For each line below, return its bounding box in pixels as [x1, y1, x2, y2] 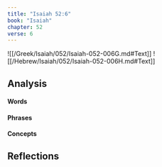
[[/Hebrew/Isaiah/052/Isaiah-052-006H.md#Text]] [7, 57, 156, 66]
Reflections [7, 150, 60, 162]
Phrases [7, 113, 33, 122]
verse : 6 [7, 30, 33, 38]
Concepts [7, 129, 37, 138]
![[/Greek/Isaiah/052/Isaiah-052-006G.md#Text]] [7, 50, 152, 58]
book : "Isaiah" [7, 17, 53, 24]
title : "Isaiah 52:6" [7, 10, 72, 18]
